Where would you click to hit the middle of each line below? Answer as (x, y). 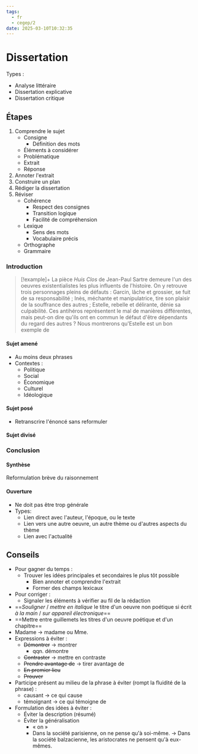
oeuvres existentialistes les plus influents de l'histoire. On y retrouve (104, 286)
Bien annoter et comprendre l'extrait (76, 582)
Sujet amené (22, 343)
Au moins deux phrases (44, 357)
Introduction (24, 266)
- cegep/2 (23, 23)
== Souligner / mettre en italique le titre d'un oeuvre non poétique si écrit (103, 607)
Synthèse (18, 465)
